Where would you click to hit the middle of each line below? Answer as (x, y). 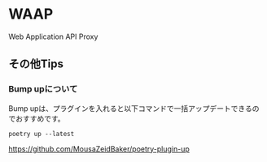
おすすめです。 (40, 118)
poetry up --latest (42, 134)
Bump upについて (43, 89)
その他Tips (36, 64)
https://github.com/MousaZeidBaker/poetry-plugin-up (99, 149)
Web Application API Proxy (53, 36)
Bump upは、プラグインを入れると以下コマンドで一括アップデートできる (130, 108)
